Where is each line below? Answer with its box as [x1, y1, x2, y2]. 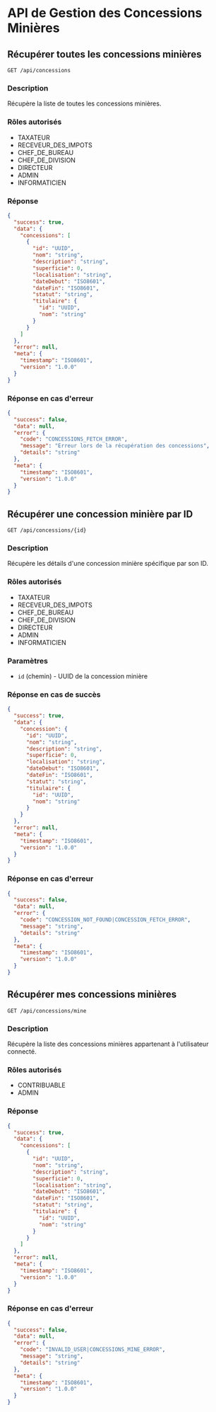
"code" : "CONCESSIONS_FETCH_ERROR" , [20, 435, 128, 443]
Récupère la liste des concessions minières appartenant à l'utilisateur [7, 1040, 209, 1049]
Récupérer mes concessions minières [7, 989, 177, 1001]
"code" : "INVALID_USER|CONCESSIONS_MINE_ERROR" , [20, 1346, 166, 1353]
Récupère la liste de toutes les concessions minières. [7, 99, 162, 108]
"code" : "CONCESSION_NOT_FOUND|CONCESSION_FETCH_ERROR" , [20, 916, 191, 923]
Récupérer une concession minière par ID [7, 508, 193, 520]
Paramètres [7, 656, 48, 666]
